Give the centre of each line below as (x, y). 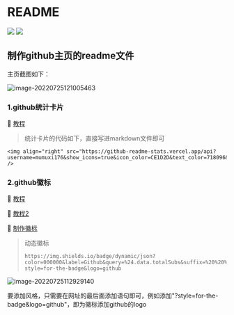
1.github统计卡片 (36, 107)
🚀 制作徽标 (23, 228)
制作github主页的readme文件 (71, 56)
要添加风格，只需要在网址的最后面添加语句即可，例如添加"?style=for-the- (113, 296)
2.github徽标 (29, 182)
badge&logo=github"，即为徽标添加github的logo (77, 305)
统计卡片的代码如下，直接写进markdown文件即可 (94, 138)
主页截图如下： (29, 74)
